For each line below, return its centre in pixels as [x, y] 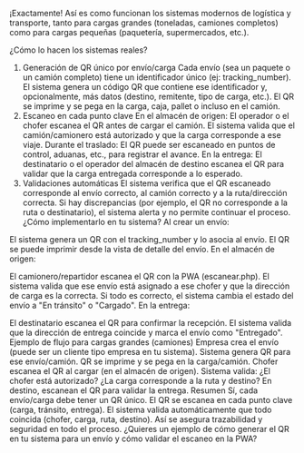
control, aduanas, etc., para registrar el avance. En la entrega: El [142, 154]
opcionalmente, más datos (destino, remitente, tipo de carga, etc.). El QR [158, 96]
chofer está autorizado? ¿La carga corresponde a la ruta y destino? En [141, 381]
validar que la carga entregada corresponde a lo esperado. [132, 173]
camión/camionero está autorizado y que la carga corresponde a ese [152, 135]
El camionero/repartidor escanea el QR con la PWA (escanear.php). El [140, 276]
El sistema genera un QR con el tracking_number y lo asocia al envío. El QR [150, 239]
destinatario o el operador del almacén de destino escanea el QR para [153, 164]
